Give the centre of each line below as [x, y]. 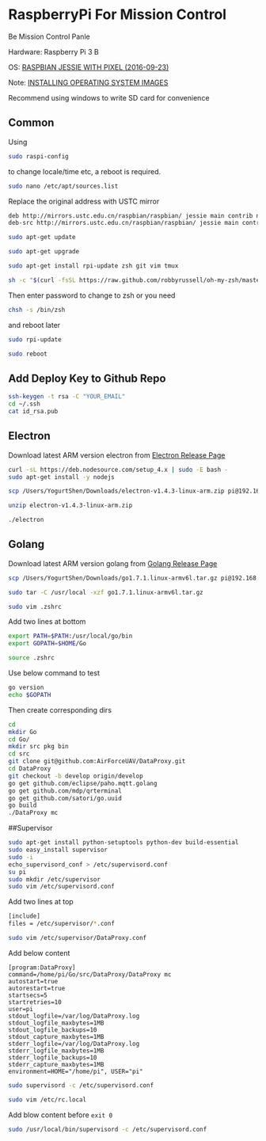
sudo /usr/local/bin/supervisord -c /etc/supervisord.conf [108, 1129]
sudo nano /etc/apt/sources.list [63, 186]
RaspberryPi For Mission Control [118, 15]
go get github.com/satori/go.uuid [65, 798]
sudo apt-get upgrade [44, 252]
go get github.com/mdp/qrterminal [65, 791]
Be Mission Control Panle [49, 36]
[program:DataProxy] [42, 968]
